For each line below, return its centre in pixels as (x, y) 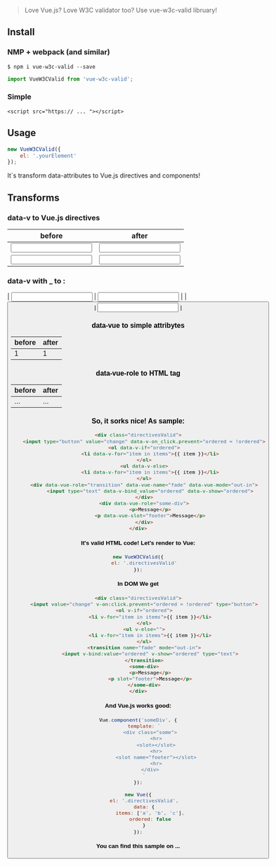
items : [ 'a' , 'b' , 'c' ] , (150, 813)
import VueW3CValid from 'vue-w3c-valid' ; (70, 79)
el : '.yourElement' (48, 156)
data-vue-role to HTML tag (138, 373)
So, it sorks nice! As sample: (138, 421)
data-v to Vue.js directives (54, 218)
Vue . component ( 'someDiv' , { (138, 720)
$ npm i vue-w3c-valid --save (52, 67)
